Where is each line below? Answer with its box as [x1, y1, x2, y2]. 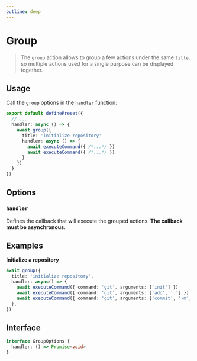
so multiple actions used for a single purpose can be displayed [20, 60, 174, 67]
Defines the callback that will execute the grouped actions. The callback [6, 217, 183, 224]
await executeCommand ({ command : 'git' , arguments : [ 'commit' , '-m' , [17, 295, 192, 301]
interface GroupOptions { [6, 339, 70, 344]
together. [20, 66, 43, 73]
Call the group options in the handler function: [6, 99, 117, 107]
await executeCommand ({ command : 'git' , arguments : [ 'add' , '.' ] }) [17, 289, 189, 296]
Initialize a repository [6, 256, 59, 263]
